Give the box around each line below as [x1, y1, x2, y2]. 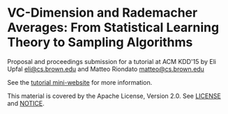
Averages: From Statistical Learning [7, 19, 220, 35]
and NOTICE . [7, 99, 45, 107]
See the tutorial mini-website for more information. [7, 78, 153, 86]
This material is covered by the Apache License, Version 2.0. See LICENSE [7, 92, 221, 100]
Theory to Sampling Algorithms [7, 35, 193, 50]
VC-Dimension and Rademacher [7, 5, 198, 21]
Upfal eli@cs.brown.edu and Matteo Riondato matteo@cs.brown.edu [7, 65, 204, 73]
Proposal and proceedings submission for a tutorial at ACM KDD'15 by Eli [7, 57, 216, 65]
